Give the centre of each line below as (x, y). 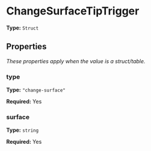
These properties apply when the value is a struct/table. (76, 61)
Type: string (23, 130)
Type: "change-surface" (36, 90)
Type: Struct (23, 28)
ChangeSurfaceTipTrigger (73, 11)
